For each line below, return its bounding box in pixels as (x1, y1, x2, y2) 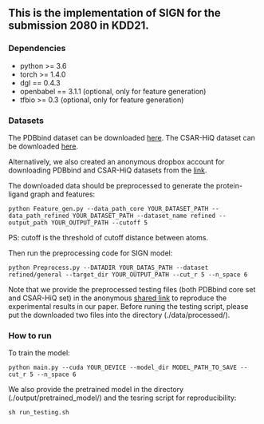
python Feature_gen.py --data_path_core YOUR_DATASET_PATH (8, 204, 209, 212)
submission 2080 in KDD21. (8, 19, 149, 33)
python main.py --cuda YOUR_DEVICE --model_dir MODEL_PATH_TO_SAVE (8, 363, 238, 372)
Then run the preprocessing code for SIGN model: (8, 248, 173, 258)
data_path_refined (8, 212, 69, 220)
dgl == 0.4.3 (19, 77, 61, 87)
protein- (215, 180, 243, 190)
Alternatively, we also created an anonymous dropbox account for (8, 157, 225, 166)
